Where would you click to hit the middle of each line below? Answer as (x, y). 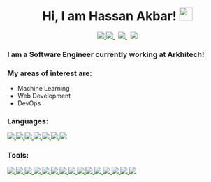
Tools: (18, 156)
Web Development (44, 96)
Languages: (28, 121)
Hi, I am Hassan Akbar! (109, 16)
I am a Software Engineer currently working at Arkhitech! (106, 54)
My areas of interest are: (50, 73)
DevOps (29, 103)
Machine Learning (43, 89)
